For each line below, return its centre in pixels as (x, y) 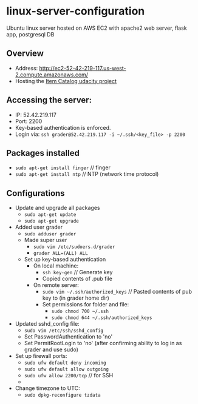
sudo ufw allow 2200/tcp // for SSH (69, 375)
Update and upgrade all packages (57, 208)
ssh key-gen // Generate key (77, 272)
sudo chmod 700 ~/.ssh (80, 311)
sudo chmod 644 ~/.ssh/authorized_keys (102, 318)
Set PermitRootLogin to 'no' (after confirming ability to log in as (103, 343)
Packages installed (43, 153)
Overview (25, 54)
